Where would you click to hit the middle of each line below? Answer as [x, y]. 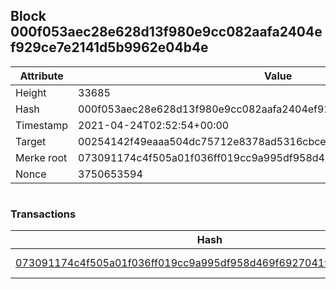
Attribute [41, 76]
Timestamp [42, 125]
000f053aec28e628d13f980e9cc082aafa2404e [166, 32]
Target [31, 141]
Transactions [43, 214]
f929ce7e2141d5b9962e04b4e [109, 47]
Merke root [41, 157]
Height [31, 92]
